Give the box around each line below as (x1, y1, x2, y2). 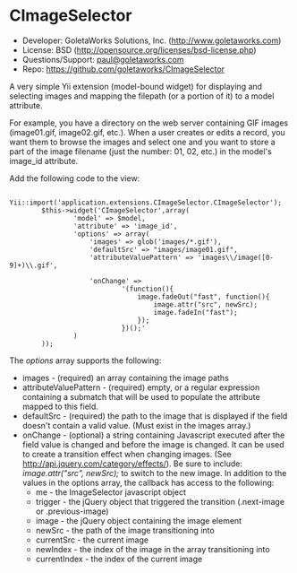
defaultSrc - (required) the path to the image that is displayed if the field (21, 410, 288, 421)
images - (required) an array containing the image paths (21, 372, 230, 383)
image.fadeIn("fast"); (153, 308, 239, 317)
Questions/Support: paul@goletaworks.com (21, 54, 184, 65)
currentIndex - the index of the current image (35, 553, 203, 564)
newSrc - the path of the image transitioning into (35, 525, 215, 535)
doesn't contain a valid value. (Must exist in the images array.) (21, 420, 251, 430)
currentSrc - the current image (35, 534, 149, 545)
